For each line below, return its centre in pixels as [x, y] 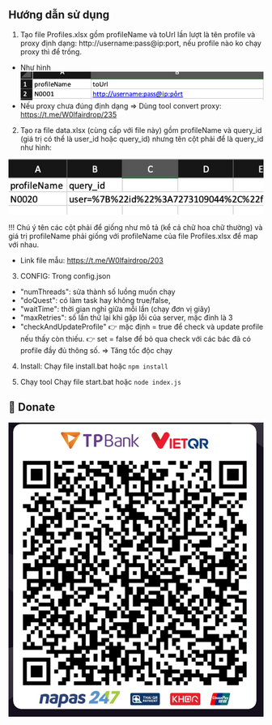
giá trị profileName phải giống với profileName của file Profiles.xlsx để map [133, 236]
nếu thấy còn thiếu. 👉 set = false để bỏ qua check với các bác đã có [135, 339]
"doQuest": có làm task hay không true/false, [96, 300]
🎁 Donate [32, 407]
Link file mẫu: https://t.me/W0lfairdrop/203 [91, 260]
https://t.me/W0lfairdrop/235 [68, 115]
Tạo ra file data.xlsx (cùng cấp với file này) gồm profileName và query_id [141, 130]
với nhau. [23, 245]
